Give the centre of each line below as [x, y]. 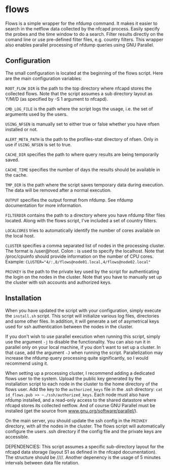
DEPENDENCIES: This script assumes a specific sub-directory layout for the [84, 446]
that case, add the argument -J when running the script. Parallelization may [84, 352]
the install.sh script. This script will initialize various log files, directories [82, 316]
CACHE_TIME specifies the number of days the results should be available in [83, 169]
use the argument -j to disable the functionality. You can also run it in [78, 342]
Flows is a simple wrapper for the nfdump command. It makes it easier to [81, 23]
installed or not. [22, 129]
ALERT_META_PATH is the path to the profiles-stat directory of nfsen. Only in [82, 139]
